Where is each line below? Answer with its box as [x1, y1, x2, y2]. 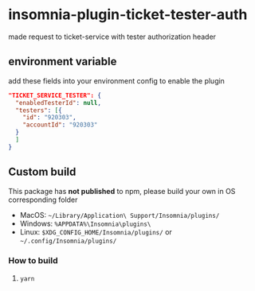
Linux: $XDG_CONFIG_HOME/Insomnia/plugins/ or [19, 227, 173, 236]
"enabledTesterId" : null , [15, 99, 102, 107]
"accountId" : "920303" [22, 121, 98, 129]
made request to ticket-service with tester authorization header [8, 32, 217, 41]
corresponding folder [8, 195, 78, 204]
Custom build [8, 165, 76, 179]
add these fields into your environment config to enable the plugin [8, 76, 226, 85]
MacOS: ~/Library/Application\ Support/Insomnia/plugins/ [19, 210, 220, 219]
